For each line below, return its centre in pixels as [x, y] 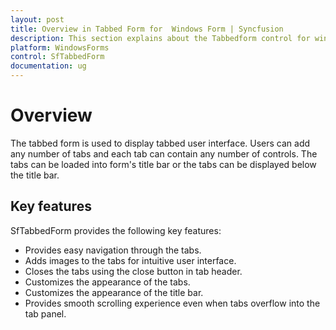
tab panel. [45, 313]
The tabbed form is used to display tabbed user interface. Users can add [160, 143]
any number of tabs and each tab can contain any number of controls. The [164, 153]
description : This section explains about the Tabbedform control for [160, 38]
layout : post [37, 19]
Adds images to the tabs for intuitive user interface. [130, 260]
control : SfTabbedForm [57, 57]
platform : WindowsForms [60, 47]
